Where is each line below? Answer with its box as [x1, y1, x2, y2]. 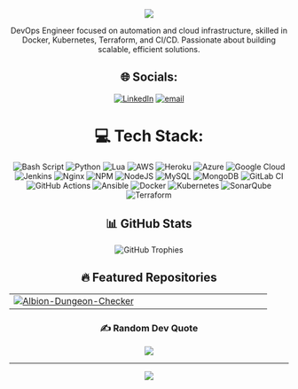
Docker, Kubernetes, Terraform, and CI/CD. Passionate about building [21, 35, 277, 45]
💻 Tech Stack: [94, 126, 204, 145]
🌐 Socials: [120, 70, 178, 85]
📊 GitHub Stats [106, 216, 192, 231]
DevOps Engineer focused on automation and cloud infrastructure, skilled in [10, 26, 288, 35]
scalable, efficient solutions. [98, 44, 200, 54]
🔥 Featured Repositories [81, 269, 217, 284]
